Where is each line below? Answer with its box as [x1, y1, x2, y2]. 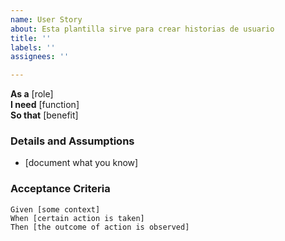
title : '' [10, 33, 52, 43]
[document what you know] [24, 157, 139, 169]
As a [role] [10, 88, 54, 100]
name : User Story [10, 14, 83, 25]
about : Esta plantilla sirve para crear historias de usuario [10, 24, 275, 34]
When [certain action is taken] [10, 213, 145, 223]
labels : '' [10, 42, 56, 53]
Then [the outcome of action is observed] [10, 222, 190, 232]
